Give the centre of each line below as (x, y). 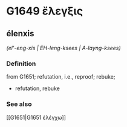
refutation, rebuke (37, 88)
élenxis (20, 34)
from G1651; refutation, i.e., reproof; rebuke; (61, 77)
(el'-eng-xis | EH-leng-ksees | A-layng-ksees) (63, 48)
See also (19, 104)
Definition (21, 63)
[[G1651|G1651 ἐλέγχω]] (36, 117)
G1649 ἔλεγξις (45, 11)
